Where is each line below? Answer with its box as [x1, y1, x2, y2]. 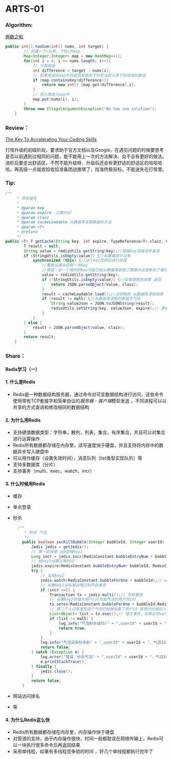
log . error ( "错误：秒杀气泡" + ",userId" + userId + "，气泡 [40, 654, 164, 659]
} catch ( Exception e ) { [31, 649, 84, 655]
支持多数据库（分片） [12, 462, 58, 468]
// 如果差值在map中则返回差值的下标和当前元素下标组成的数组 [32, 73, 146, 78]
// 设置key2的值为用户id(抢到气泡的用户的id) [49, 597, 137, 602]
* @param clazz [16, 215, 50, 220]
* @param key [16, 205, 45, 210]
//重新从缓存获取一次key [41, 263, 88, 268]
